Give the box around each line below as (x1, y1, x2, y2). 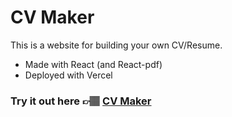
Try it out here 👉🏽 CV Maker (10, 94, 152, 108)
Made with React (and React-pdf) (24, 58, 163, 70)
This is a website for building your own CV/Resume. (10, 39, 223, 51)
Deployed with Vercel (24, 69, 113, 81)
